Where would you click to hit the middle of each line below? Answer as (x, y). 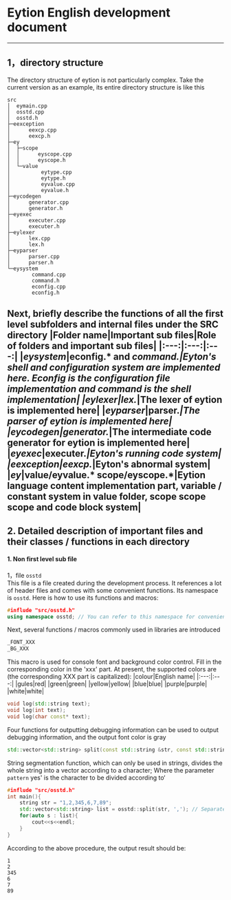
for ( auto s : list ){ (49, 816)
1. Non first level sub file (42, 559)
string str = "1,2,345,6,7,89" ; (66, 803)
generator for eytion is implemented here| (99, 443)
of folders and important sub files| (82, 346)
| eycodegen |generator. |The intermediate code (109, 432)
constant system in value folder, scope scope (107, 497)
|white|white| (26, 691)
